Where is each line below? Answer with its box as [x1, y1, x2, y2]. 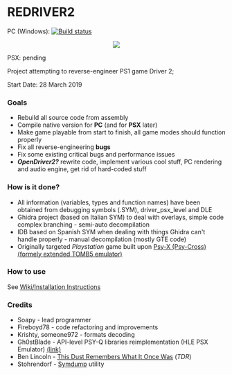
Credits [7, 299, 33, 309]
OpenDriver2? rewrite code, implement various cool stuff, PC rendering [17, 157, 222, 166]
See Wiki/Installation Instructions [7, 282, 101, 291]
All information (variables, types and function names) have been [17, 198, 201, 207]
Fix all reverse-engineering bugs [17, 143, 111, 151]
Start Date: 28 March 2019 [7, 80, 82, 89]
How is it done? [7, 182, 60, 192]
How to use [7, 267, 46, 277]
